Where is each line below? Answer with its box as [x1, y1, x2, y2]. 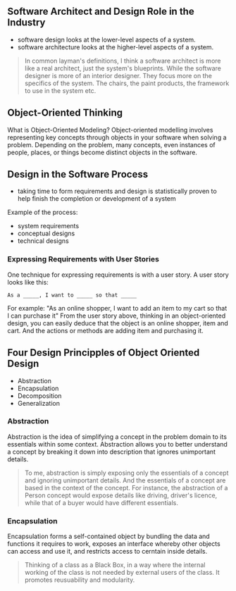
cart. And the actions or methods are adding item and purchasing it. [7, 326, 204, 335]
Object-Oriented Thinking [7, 107, 123, 119]
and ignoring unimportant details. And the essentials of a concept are [24, 475, 226, 485]
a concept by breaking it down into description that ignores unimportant [7, 447, 216, 456]
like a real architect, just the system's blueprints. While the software [24, 63, 222, 73]
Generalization [17, 399, 60, 407]
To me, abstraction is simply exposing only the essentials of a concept [24, 468, 229, 477]
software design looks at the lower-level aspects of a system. [17, 35, 196, 44]
